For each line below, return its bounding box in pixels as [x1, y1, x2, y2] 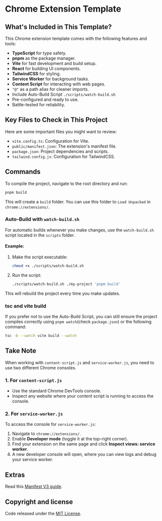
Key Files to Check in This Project [5, 116, 108, 124]
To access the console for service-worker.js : [5, 421, 96, 427]
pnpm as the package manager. [12, 55, 76, 61]
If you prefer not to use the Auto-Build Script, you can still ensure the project [5, 314, 158, 319]
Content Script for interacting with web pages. [12, 81, 105, 87]
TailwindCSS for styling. [12, 71, 61, 76]
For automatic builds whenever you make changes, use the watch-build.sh [5, 227, 154, 233]
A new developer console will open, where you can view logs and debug [12, 452, 157, 457]
